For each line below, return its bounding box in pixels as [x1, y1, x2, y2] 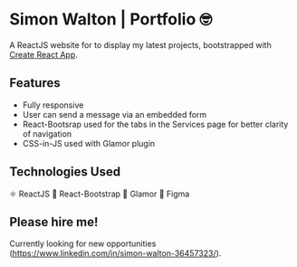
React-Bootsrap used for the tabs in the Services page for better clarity [22, 119, 289, 129]
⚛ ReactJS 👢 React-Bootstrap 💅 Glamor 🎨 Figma [9, 188, 190, 199]
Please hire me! [9, 214, 99, 230]
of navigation [22, 128, 72, 139]
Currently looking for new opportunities [9, 238, 157, 249]
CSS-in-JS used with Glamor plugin [22, 138, 156, 148]
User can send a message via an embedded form [22, 109, 207, 119]
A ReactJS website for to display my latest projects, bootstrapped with [9, 39, 272, 50]
